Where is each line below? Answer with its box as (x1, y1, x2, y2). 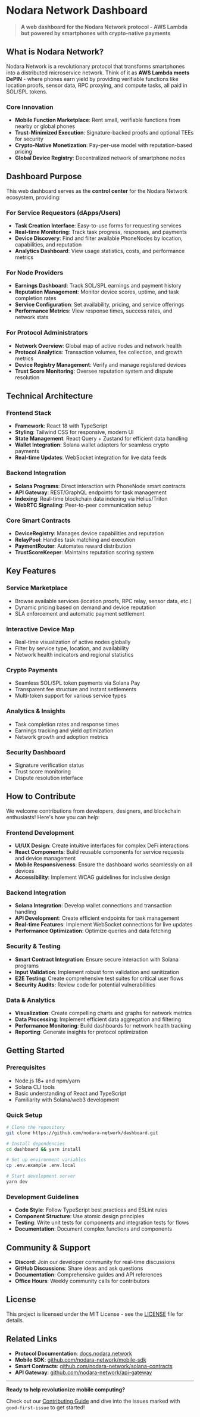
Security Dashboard (6, 748, 65, 756)
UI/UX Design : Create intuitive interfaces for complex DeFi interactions (14, 842, 189, 849)
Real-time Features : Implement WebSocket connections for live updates (14, 921, 193, 928)
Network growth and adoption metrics (14, 733, 108, 740)
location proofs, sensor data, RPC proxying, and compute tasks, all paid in (6, 82, 187, 89)
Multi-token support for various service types (14, 692, 127, 700)
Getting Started (6, 1045, 65, 1056)
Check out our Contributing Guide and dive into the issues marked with (6, 1397, 180, 1404)
